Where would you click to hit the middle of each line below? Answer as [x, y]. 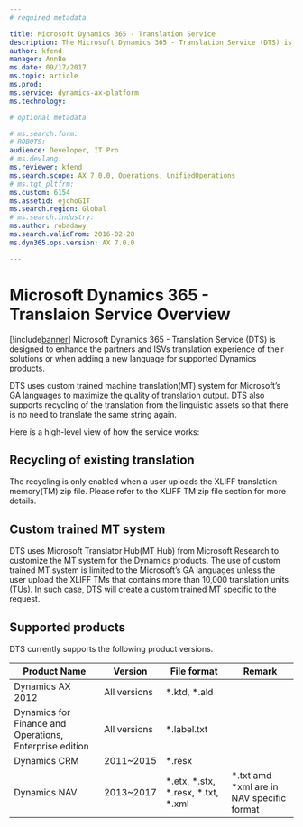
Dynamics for [42, 712]
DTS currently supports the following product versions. [111, 649]
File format [194, 671]
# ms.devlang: [36, 159]
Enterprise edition [51, 746]
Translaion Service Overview [120, 314]
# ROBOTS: [28, 142]
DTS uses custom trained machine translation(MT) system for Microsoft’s [145, 385]
